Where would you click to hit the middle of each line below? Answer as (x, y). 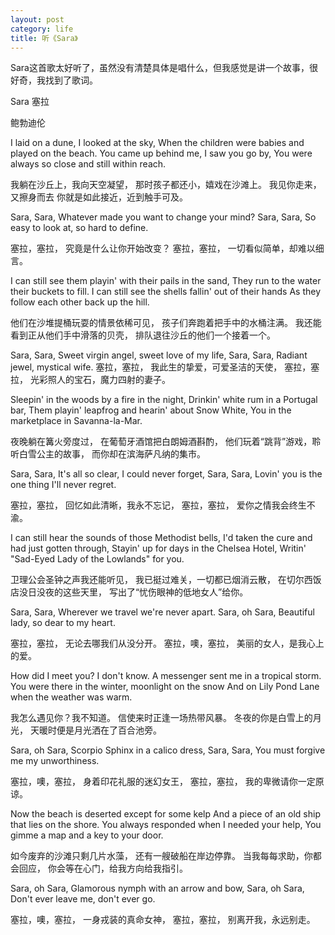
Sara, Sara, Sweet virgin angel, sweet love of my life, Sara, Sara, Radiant (159, 355)
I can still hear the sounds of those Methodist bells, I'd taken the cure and (161, 538)
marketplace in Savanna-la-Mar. (76, 421)
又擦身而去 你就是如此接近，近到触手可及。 (99, 197)
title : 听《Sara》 (44, 38)
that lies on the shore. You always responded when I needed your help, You (166, 825)
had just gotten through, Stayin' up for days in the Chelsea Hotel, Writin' (158, 548)
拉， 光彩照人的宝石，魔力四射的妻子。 (90, 380)
